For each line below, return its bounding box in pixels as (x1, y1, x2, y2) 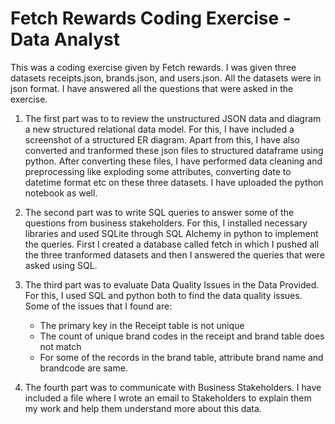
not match (39, 340, 82, 352)
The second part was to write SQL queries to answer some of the (24, 206, 295, 218)
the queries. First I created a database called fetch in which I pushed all (24, 238, 320, 250)
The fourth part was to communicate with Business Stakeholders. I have (24, 381, 322, 393)
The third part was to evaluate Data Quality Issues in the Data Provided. (24, 278, 320, 291)
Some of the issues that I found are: (24, 300, 173, 312)
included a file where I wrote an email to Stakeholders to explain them (24, 392, 312, 404)
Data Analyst (10, 28, 121, 51)
